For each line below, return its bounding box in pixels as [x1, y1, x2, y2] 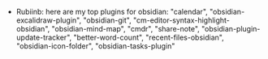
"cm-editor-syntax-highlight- [132, 15, 230, 25]
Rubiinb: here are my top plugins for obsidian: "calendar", [15, 7, 209, 16]
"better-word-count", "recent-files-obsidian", [72, 32, 225, 42]
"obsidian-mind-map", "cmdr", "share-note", [51, 24, 201, 33]
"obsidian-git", [83, 15, 132, 25]
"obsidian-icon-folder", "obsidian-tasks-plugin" [15, 41, 175, 51]
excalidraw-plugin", [15, 15, 82, 25]
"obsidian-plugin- [201, 24, 261, 33]
